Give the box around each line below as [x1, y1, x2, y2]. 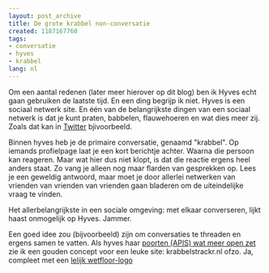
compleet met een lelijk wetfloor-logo [8, 255, 134, 265]
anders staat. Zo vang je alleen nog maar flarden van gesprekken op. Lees [8, 163, 257, 173]
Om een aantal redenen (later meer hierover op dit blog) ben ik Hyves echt [8, 87, 257, 97]
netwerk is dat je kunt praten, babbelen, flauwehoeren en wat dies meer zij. [8, 113, 261, 123]
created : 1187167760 [8, 27, 79, 35]
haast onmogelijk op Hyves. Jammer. [8, 213, 132, 223]
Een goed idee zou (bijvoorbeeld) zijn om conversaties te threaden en [8, 229, 241, 239]
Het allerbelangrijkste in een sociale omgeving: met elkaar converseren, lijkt [8, 205, 261, 214]
